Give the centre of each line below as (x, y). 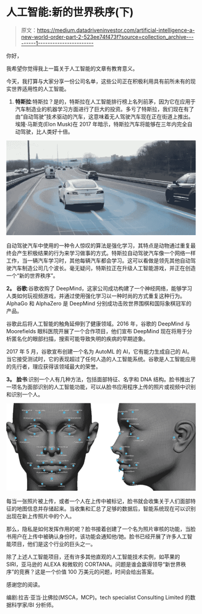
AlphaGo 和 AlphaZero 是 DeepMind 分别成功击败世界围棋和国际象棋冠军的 (99, 303)
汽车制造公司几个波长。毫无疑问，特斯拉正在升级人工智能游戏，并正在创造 (103, 268)
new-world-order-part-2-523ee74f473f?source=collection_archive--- (107, 37)
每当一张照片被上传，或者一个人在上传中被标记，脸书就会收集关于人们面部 (98, 501)
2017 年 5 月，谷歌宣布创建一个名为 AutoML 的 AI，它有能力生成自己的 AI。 (99, 351)
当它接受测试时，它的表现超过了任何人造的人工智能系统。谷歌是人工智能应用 (101, 359)
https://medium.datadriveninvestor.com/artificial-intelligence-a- (116, 30)
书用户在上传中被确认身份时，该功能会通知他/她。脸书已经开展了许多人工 (97, 536)
